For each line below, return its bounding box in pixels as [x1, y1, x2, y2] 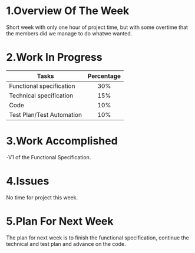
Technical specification [9, 91, 74, 100]
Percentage [87, 72, 121, 80]
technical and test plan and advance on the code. [6, 240, 126, 247]
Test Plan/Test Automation [9, 110, 82, 119]
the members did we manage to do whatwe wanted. [6, 29, 133, 37]
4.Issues [6, 175, 49, 188]
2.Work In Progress [6, 51, 103, 64]
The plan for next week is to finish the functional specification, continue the [6, 234, 190, 241]
